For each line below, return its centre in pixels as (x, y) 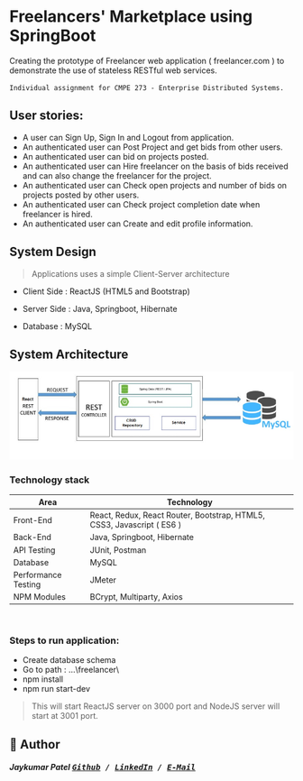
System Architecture (69, 354)
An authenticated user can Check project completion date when (141, 204)
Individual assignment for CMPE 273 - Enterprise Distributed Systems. (147, 87)
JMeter (103, 580)
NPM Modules (39, 597)
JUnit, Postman (118, 550)
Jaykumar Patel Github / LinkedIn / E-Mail (103, 767)
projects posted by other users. (81, 195)
